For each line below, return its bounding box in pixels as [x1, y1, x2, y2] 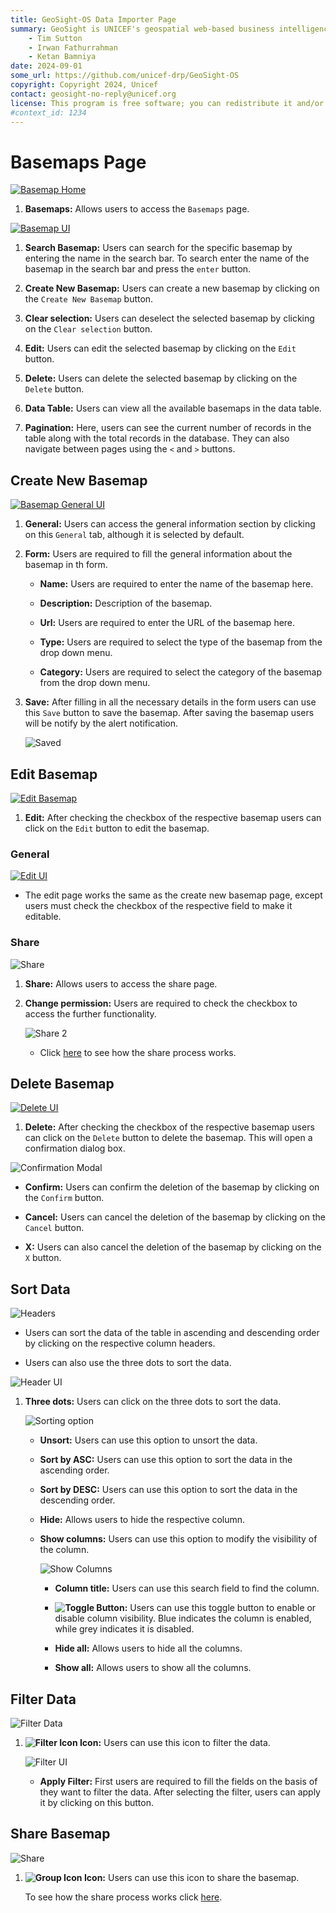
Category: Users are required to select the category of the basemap [39, 666, 323, 678]
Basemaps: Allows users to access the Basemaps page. [24, 203, 250, 215]
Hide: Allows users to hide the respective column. [39, 1514, 246, 1526]
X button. [24, 1252, 62, 1264]
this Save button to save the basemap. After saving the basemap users [24, 707, 315, 719]
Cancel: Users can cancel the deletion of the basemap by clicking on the [24, 1211, 326, 1223]
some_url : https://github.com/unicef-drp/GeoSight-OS [10, 71, 240, 81]
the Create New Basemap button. [24, 293, 154, 305]
